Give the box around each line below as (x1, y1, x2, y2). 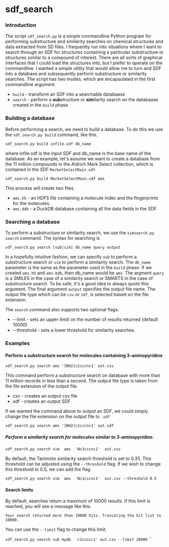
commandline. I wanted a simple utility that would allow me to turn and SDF (5, 65, 161, 71)
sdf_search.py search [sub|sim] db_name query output (5, 245, 121, 250)
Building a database (5, 115, 55, 122)
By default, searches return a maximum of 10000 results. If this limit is (5, 498, 150, 504)
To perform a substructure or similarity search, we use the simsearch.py (5, 230, 155, 236)
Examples (5, 340, 30, 347)
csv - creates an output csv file (12, 393, 78, 399)
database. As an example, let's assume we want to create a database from (5, 155, 160, 161)
